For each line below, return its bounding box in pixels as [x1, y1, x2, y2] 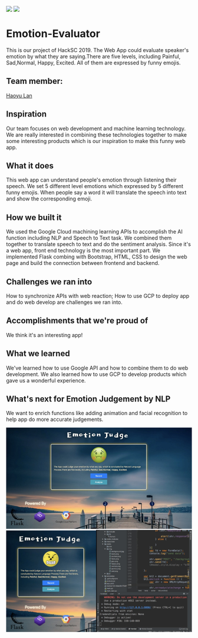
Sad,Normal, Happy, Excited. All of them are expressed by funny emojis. [6, 59, 181, 66]
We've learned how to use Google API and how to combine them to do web [6, 364, 189, 371]
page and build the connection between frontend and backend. [6, 260, 160, 267]
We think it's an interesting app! [6, 331, 83, 338]
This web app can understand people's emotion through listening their [6, 176, 177, 183]
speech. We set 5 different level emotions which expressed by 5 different [6, 183, 184, 190]
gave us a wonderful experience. [6, 377, 86, 384]
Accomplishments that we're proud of [6, 316, 148, 326]
